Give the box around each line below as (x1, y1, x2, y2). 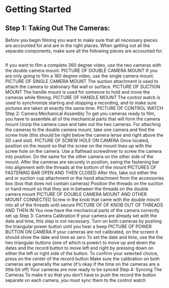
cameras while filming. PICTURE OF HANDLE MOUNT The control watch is (5, 95, 160, 100)
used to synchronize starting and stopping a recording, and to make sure (5, 100, 157, 106)
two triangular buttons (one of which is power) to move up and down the (5, 239, 156, 245)
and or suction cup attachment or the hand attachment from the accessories (5, 175, 164, 181)
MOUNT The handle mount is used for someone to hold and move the (5, 89, 150, 95)
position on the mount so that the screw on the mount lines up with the (5, 143, 152, 149)
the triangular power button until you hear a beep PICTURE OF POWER (5, 224, 152, 229)
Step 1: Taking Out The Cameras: (5, 24, 110, 32)
